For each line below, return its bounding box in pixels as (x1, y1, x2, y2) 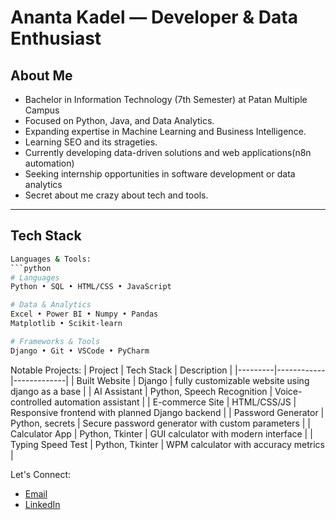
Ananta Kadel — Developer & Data (10, 6, 298, 29)
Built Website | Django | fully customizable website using (76, 374, 310, 386)
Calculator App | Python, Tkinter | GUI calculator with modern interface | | (10, 427, 313, 440)
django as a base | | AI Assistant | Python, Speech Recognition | (10, 385, 273, 397)
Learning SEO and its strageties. (24, 136, 158, 148)
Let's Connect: (10, 468, 72, 480)
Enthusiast (10, 27, 102, 50)
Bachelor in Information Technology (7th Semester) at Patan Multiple (24, 94, 308, 105)
